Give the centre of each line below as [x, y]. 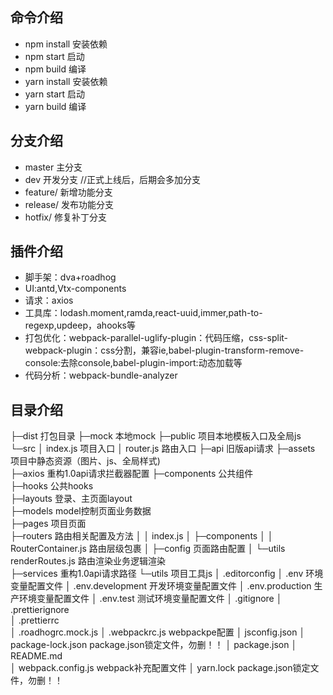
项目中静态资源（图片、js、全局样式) [85, 461]
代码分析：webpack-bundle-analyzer [101, 375]
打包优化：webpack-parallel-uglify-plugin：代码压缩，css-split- [156, 338]
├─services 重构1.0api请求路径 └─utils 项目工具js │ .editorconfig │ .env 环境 [167, 574]
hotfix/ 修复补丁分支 [65, 217]
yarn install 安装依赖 [66, 81]
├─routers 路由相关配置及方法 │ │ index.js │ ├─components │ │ [142, 536]
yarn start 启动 [55, 94]
